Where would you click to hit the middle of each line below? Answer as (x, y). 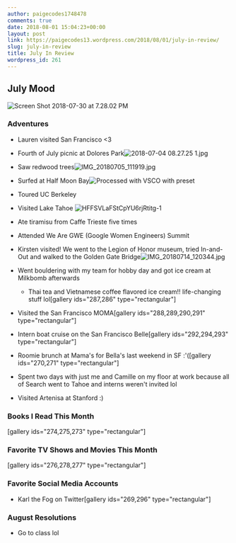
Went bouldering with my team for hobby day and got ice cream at (114, 270)
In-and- (212, 249)
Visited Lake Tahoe (45, 208)
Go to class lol (38, 533)
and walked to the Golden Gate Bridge (85, 256)
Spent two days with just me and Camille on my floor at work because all (123, 377)
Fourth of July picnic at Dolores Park (71, 153)
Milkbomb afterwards (48, 278)
